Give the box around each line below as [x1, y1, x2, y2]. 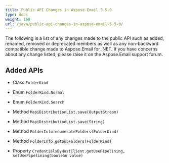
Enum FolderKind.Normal [12, 89, 65, 95]
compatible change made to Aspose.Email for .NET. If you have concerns [5, 46, 158, 52]
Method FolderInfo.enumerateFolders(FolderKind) [12, 128, 119, 134]
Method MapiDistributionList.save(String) [12, 119, 105, 125]
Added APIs [5, 66, 44, 75]
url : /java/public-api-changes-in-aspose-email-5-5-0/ [5, 21, 123, 27]
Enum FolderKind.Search [12, 99, 65, 105]
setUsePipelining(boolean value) [12, 153, 83, 158]
